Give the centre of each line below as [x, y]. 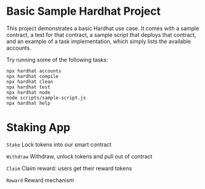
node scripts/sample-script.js [46, 98]
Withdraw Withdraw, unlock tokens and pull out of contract [80, 156]
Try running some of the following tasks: [57, 60]
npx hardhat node [28, 92]
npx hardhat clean [30, 82]
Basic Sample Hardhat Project [84, 11]
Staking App [38, 128]
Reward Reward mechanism [40, 180]
